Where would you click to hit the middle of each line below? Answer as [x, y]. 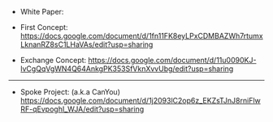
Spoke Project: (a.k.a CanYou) [70, 92]
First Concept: [44, 27]
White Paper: [42, 12]
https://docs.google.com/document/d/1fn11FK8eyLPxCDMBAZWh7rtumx [141, 36]
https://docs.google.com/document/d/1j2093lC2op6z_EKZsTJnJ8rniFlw [141, 101]
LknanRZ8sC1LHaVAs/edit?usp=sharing [87, 44]
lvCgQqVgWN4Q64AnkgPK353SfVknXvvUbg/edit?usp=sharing [127, 69]
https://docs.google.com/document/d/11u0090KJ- [172, 60]
